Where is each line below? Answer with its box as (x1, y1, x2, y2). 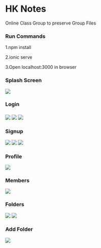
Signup (5, 128, 24, 135)
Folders (5, 201, 24, 208)
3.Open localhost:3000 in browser (5, 64, 77, 70)
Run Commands (5, 33, 46, 40)
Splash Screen (5, 77, 42, 84)
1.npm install (5, 44, 31, 51)
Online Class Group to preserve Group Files (5, 20, 96, 26)
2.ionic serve (5, 54, 32, 60)
